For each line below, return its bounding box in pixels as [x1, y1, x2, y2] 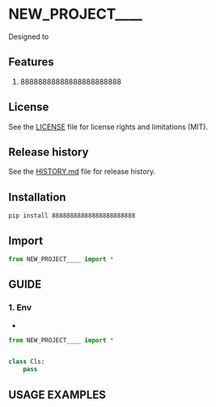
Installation [8, 190, 66, 203]
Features [8, 55, 54, 69]
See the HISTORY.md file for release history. [8, 167, 156, 177]
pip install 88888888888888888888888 [8, 212, 136, 220]
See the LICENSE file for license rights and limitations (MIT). [8, 122, 209, 131]
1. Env [8, 302, 32, 313]
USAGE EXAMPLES [8, 388, 107, 401]
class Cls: [8, 358, 45, 366]
